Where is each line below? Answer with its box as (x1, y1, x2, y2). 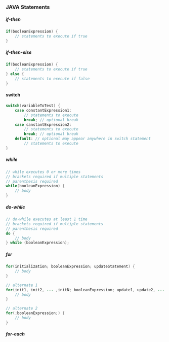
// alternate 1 (6, 283, 38, 288)
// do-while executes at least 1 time (6, 217, 88, 222)
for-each (6, 331, 25, 337)
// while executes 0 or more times (6, 169, 81, 175)
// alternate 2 (6, 306, 38, 311)
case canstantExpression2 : (15, 122, 72, 127)
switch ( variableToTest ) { (6, 103, 60, 109)
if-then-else (6, 49, 32, 55)
